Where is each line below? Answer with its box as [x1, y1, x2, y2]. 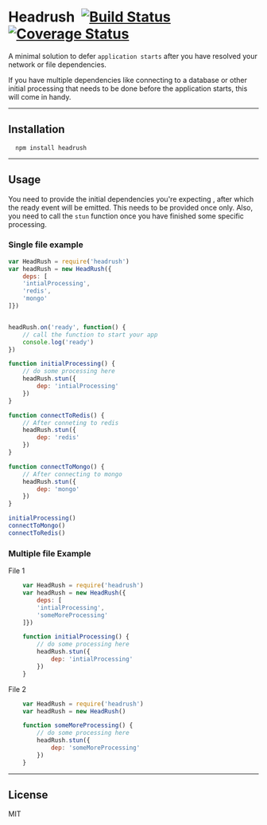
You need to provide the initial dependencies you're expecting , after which [8, 194, 254, 203]
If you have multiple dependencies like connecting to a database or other [8, 75, 248, 84]
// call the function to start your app [22, 331, 158, 339]
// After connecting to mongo [22, 470, 123, 478]
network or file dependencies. [8, 60, 107, 69]
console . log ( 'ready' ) [22, 338, 94, 346]
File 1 [8, 566, 25, 576]
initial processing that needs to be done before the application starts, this [8, 84, 248, 93]
